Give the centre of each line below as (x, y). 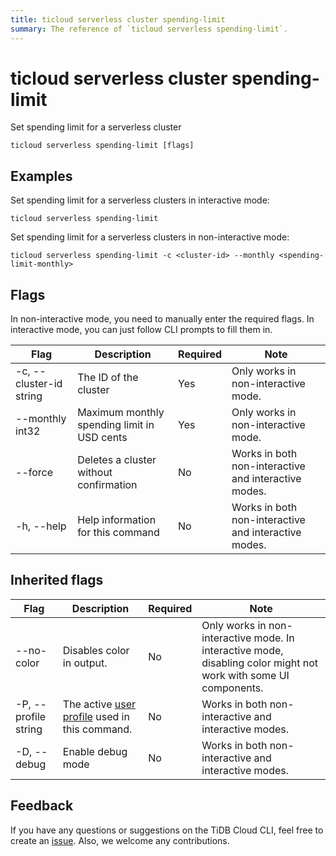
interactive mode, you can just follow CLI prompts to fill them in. (141, 330)
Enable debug (95, 751)
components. (232, 688)
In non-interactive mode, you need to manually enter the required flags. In (162, 319)
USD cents (102, 438)
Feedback (42, 806)
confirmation (107, 485)
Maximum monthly (121, 413)
